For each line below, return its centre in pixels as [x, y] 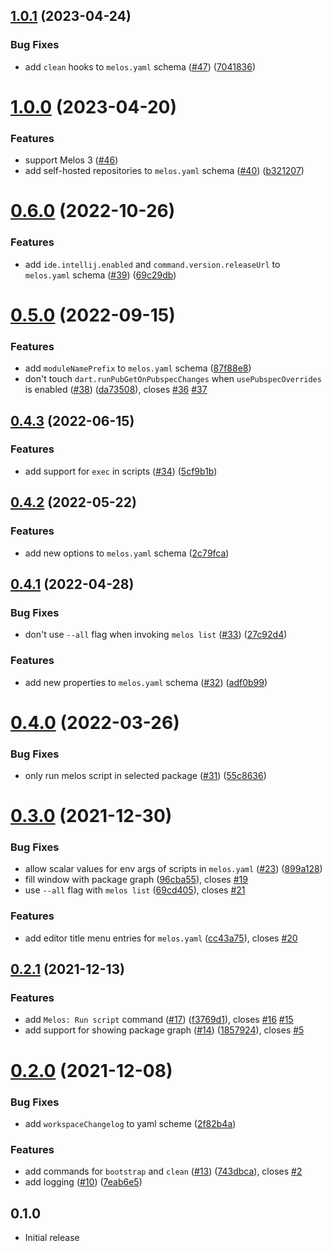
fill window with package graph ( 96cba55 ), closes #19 [136, 880]
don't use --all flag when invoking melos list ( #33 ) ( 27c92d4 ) [156, 635]
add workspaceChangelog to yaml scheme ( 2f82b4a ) [130, 1123]
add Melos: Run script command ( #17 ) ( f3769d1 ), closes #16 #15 [159, 1020]
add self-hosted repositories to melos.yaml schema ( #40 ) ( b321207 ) [164, 171]
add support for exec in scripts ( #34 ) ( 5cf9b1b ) [121, 471]
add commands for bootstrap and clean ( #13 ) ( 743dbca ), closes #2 [163, 1171]
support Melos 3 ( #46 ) [71, 160]
